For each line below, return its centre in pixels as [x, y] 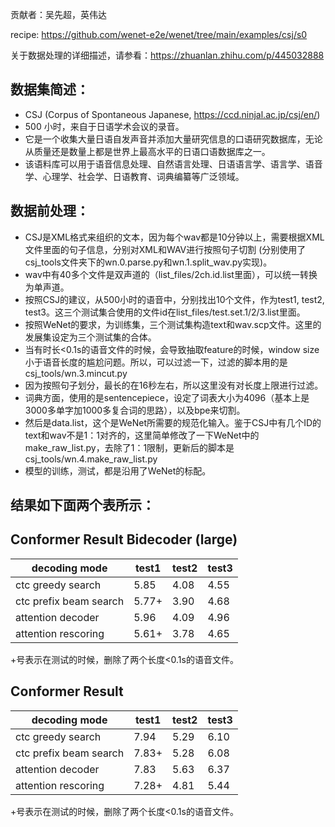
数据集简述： [50, 89]
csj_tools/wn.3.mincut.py [76, 373]
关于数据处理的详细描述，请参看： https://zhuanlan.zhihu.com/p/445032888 [167, 55]
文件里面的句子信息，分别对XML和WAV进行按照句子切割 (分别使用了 [165, 249]
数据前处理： [50, 211]
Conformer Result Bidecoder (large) [124, 539]
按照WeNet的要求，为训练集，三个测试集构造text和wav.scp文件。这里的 [173, 324]
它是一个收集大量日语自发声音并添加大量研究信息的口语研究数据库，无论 [173, 139]
